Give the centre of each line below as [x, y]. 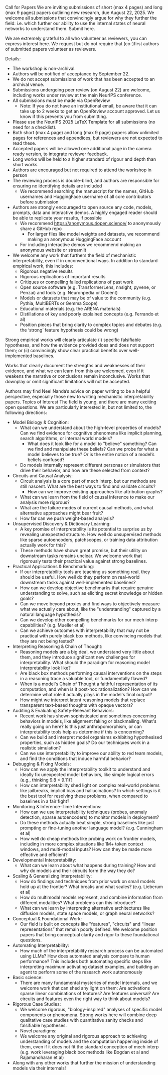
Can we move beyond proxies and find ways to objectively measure [90, 604]
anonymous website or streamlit [53, 250]
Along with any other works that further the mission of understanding [84, 1063]
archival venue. [28, 84]
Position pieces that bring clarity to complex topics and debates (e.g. [91, 325]
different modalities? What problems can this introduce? [78, 903]
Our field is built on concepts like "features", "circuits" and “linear [88, 924]
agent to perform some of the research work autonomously [81, 972]
